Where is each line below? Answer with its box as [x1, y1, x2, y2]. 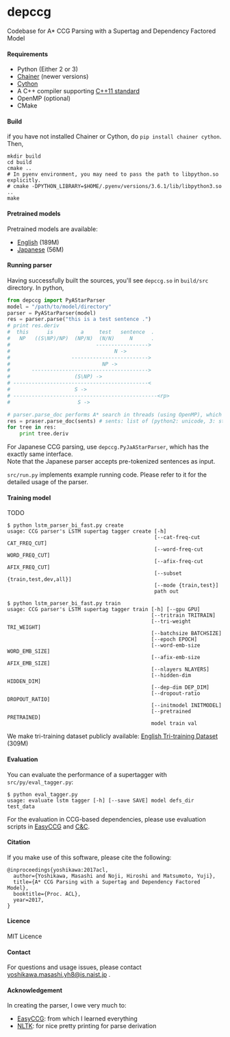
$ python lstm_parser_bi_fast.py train [7, 600, 121, 607]
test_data [7, 803, 36, 810]
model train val [151, 720, 197, 727]
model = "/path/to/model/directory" [7, 303, 112, 310]
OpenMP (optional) [16, 94, 71, 103]
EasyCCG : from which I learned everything [16, 1014, 138, 1023]
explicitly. [7, 177, 41, 184]
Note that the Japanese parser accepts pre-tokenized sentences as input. [7, 457, 216, 466]
